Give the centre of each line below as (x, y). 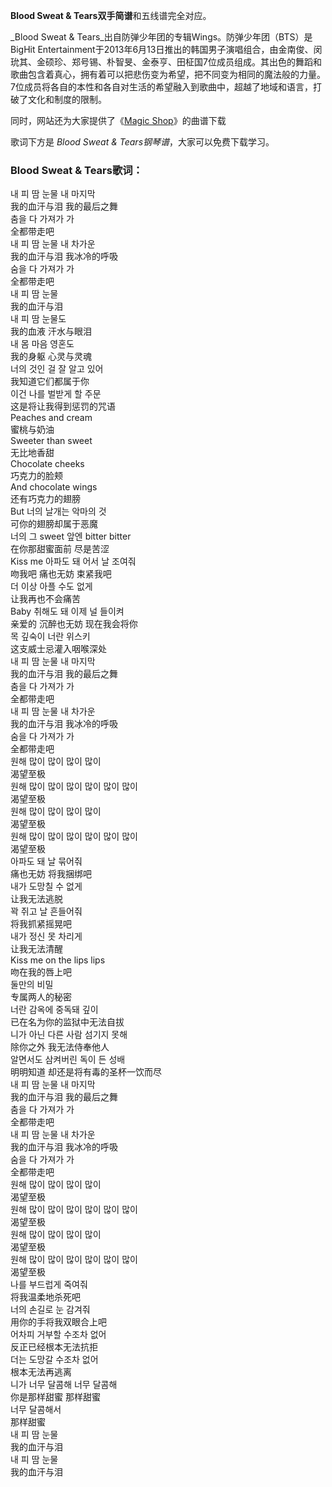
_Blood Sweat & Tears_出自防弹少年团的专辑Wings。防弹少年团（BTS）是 (161, 37)
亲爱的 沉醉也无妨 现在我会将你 (74, 624)
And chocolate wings (54, 487)
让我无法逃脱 (36, 899)
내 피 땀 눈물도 (38, 319)
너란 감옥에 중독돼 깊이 (54, 1010)
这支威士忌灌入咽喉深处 (58, 649)
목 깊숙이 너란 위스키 (50, 636)
